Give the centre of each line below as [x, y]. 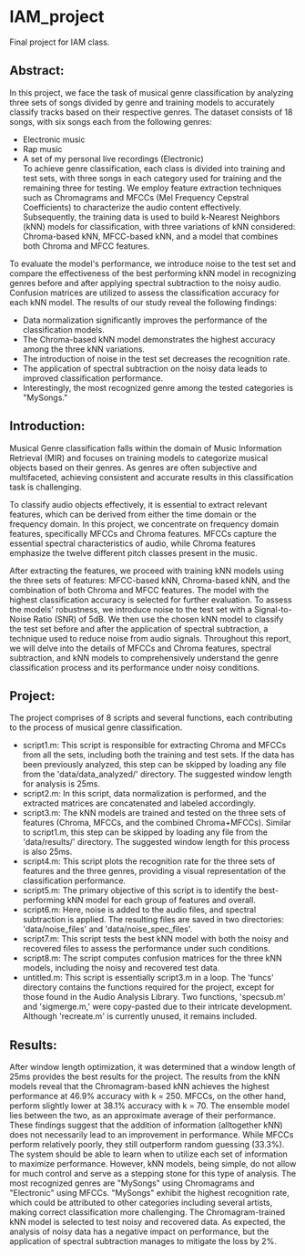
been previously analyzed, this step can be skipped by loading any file [154, 765]
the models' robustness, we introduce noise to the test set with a [131, 609]
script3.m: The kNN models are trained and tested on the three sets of [154, 813]
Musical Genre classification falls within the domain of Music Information [146, 448]
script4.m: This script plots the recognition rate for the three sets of [149, 861]
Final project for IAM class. [60, 42]
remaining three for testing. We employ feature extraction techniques [152, 188]
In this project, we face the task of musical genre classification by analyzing [152, 92]
